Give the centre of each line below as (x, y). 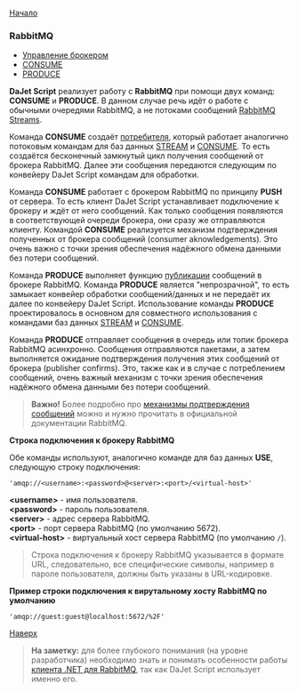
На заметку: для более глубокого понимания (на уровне (140, 651)
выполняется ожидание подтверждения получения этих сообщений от (145, 358)
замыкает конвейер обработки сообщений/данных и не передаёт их (140, 294)
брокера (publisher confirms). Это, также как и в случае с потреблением (147, 368)
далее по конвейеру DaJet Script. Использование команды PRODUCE (141, 304)
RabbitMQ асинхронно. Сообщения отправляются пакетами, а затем (140, 350)
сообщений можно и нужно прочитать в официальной (134, 414)
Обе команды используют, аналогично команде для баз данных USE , (141, 458)
